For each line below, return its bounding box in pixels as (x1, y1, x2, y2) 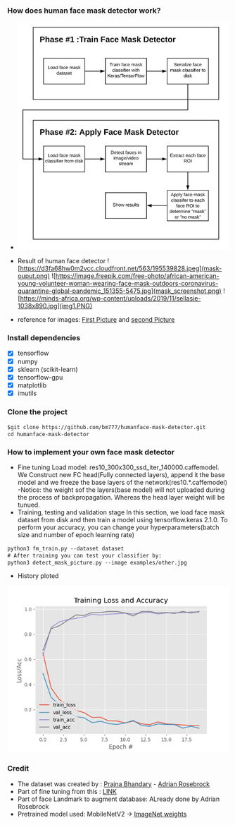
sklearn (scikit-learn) (17, 365, 79, 373)
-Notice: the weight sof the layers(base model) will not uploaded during (17, 486, 225, 494)
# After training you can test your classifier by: (7, 553, 162, 560)
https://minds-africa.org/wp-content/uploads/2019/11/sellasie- (20, 294, 201, 303)
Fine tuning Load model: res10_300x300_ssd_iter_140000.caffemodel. (17, 463, 220, 471)
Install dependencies (7, 333, 81, 343)
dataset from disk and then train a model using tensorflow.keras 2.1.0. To (17, 516, 228, 524)
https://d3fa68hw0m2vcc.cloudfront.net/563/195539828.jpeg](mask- (20, 264, 222, 273)
